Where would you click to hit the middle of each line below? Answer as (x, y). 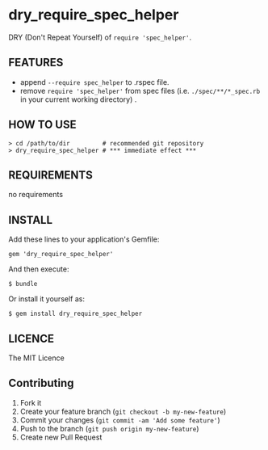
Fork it (31, 402)
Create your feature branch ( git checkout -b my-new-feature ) (123, 411)
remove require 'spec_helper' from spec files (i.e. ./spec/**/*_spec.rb (140, 90)
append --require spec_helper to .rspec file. (94, 82)
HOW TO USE (42, 125)
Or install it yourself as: (46, 299)
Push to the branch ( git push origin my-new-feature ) (109, 428)
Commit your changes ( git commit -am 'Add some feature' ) (120, 420)
